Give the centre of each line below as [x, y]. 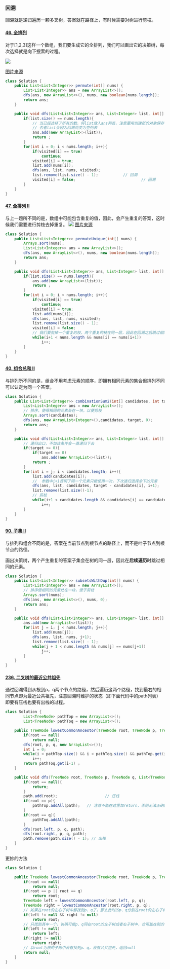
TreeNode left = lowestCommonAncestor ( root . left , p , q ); [84, 901]
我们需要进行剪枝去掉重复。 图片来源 [51, 225]
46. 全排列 [16, 32]
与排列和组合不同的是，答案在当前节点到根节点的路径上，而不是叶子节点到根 [85, 543]
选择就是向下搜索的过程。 [36, 51]
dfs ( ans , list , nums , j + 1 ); [62, 637]
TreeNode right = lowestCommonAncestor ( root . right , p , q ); [87, 906]
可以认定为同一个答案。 [30, 387]
